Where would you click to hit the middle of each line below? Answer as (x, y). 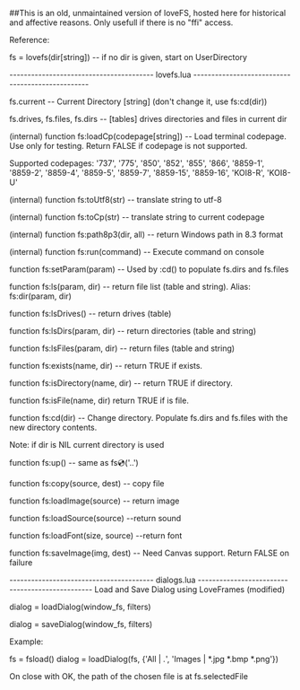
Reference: (30, 40)
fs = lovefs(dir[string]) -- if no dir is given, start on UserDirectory (129, 57)
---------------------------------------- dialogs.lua (103, 580)
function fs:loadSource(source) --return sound (95, 518)
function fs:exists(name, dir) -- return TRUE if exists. (106, 366)
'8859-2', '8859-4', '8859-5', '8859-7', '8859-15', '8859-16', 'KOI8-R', (137, 173)
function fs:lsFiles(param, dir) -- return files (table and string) (122, 348)
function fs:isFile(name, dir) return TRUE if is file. (99, 400)
